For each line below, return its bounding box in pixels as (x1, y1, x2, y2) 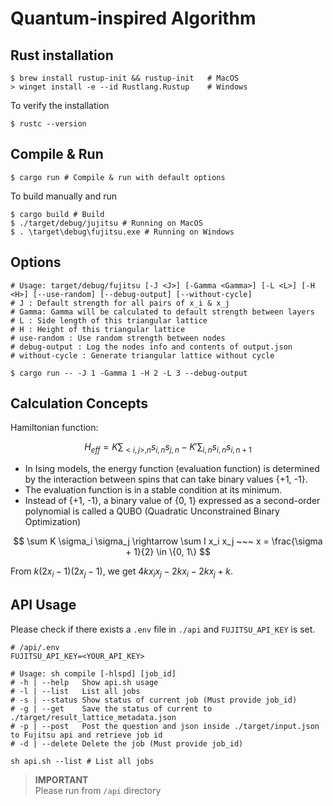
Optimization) (24, 516, 82, 528)
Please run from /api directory (34, 784, 162, 796)
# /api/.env (10, 642, 60, 652)
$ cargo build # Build (10, 209, 105, 219)
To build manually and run (10, 190, 118, 202)
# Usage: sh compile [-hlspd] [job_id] (10, 668, 177, 679)
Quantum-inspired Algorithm (10, 7, 257, 30)
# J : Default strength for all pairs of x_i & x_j (10, 298, 230, 308)
